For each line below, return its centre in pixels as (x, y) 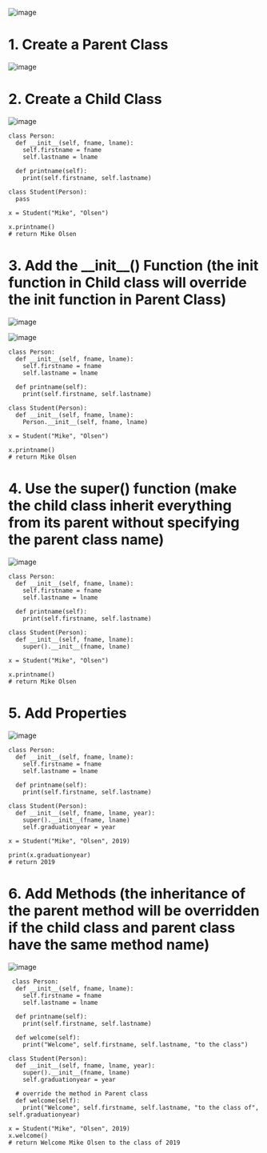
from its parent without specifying (124, 522)
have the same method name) (109, 945)
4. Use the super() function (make (123, 489)
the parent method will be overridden (134, 910)
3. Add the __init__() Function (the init (133, 266)
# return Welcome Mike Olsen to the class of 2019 (94, 1143)
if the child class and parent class (122, 927)
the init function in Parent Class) (117, 300)
